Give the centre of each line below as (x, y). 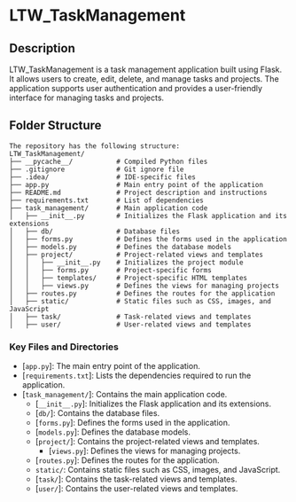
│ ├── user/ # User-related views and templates (130, 325)
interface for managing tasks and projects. (87, 98)
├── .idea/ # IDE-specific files (103, 177)
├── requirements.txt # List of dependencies (106, 200)
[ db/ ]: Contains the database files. (97, 413)
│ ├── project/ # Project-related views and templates (136, 255)
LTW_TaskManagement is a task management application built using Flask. (145, 69)
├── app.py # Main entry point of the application (136, 184)
